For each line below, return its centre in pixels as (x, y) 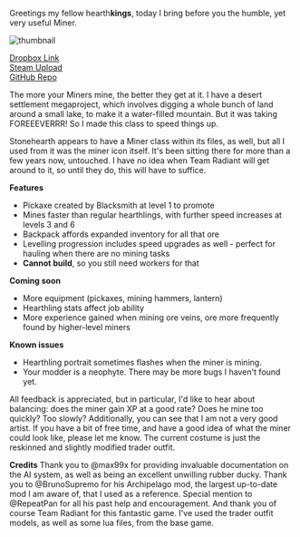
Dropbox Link (34, 58)
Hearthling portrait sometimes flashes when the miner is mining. (142, 362)
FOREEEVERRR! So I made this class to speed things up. (114, 123)
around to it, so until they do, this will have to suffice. (108, 170)
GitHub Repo (33, 77)
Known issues (37, 345)
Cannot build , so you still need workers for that (111, 263)
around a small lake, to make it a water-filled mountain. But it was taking (144, 114)
